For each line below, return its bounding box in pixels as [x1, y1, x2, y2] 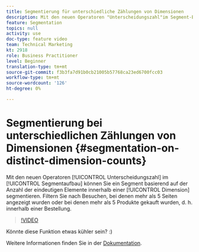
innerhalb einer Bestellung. [6, 205, 72, 212]
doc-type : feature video [6, 36, 68, 42]
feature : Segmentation [6, 20, 62, 25]
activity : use [6, 31, 41, 37]
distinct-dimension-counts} [6, 154, 147, 167]
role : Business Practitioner [6, 53, 78, 59]
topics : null [6, 25, 38, 31]
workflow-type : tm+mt [6, 75, 60, 80]
